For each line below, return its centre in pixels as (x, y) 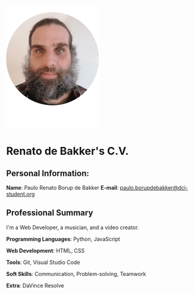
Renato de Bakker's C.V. (68, 151)
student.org (20, 194)
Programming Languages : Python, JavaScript (63, 239)
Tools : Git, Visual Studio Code (43, 262)
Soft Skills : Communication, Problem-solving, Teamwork (76, 274)
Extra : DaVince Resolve (35, 285)
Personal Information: (48, 173)
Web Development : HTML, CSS (46, 250)
